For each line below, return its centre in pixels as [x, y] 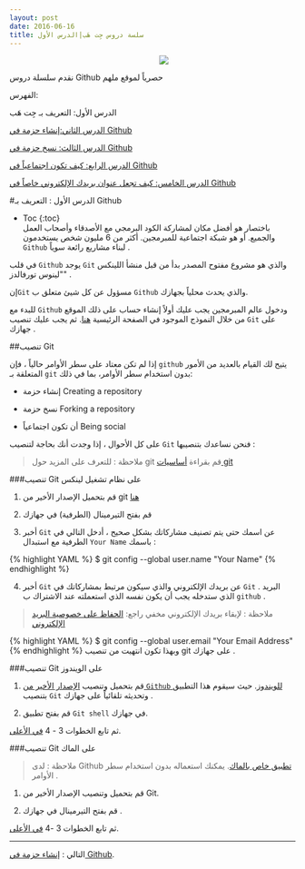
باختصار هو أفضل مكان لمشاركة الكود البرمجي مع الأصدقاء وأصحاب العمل [146, 228]
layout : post [34, 18]
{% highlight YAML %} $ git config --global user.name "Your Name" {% [143, 559]
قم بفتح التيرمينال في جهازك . [72, 811]
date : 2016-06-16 [42, 26]
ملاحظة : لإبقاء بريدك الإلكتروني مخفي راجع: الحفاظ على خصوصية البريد [152, 614]
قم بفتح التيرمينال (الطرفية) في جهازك [87, 515]
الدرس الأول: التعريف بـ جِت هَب [63, 113]
